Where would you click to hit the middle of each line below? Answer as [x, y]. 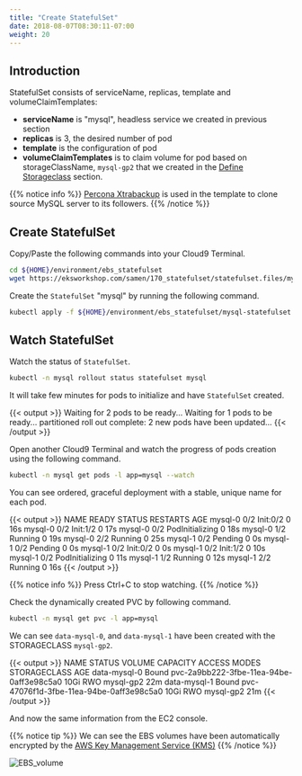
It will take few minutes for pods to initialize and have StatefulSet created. [147, 396]
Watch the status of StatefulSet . [70, 361]
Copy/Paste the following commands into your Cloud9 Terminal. [127, 254]
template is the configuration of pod [89, 148]
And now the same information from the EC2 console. [109, 718]
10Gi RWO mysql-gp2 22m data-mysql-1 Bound [152, 682]
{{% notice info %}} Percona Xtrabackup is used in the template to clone [144, 194]
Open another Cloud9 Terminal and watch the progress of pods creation [143, 450]
